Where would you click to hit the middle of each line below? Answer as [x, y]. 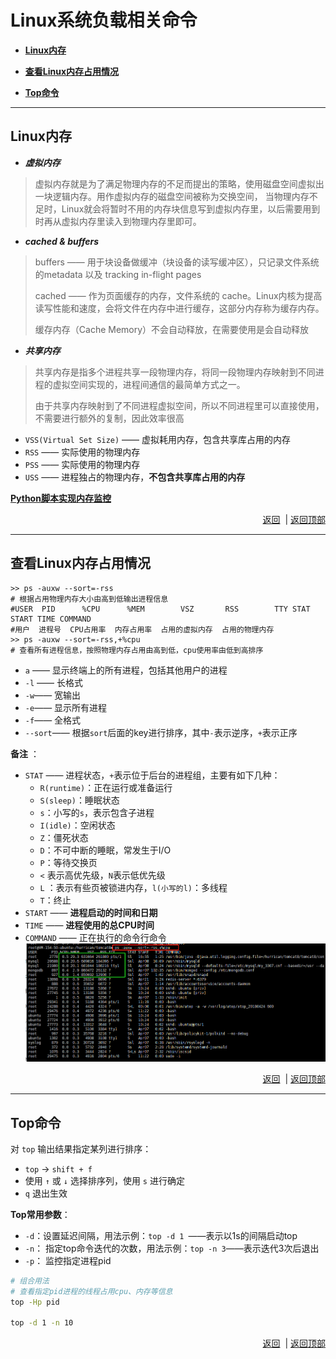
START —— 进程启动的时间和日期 [91, 912]
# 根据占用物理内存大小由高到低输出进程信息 [89, 599]
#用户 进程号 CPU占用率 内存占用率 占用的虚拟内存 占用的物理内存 [142, 629]
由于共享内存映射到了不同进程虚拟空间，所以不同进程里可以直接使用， [179, 405]
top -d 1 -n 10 [42, 1323]
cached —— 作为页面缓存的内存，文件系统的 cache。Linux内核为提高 [178, 295]
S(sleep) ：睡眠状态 [79, 800]
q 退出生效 [46, 1193]
